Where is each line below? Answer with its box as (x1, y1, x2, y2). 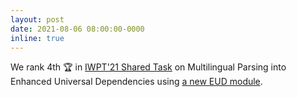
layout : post (10, 14, 65, 25)
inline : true (10, 33, 65, 43)
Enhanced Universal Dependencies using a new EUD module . (10, 76, 263, 88)
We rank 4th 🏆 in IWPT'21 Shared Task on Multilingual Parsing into (10, 61, 287, 73)
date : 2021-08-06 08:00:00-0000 (10, 24, 145, 34)
